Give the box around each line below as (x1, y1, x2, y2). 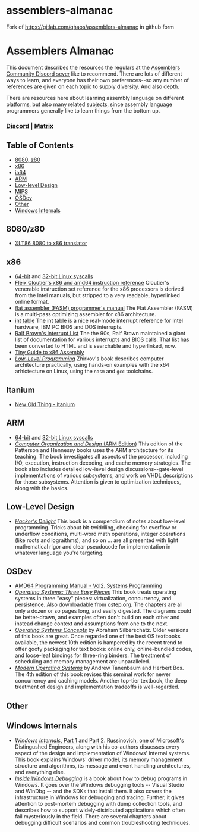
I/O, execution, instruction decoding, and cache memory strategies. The (14, 459, 191, 466)
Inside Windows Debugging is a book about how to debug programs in (14, 775, 188, 782)
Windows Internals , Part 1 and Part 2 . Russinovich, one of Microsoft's (14, 737, 184, 744)
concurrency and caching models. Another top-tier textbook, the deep (14, 677, 187, 684)
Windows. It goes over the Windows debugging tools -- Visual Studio (14, 781, 184, 788)
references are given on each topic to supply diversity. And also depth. (6, 83, 180, 90)
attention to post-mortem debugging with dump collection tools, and (14, 800, 182, 807)
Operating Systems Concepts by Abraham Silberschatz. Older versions (14, 627, 189, 634)
